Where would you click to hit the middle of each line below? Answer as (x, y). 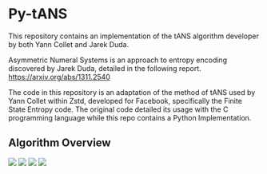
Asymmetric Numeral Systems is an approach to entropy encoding (118, 60)
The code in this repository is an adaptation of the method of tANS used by (132, 92)
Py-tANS (38, 14)
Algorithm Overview (60, 143)
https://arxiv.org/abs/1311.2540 (59, 77)
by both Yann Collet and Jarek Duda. (69, 44)
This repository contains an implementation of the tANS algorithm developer (134, 36)
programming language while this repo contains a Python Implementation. (130, 117)
